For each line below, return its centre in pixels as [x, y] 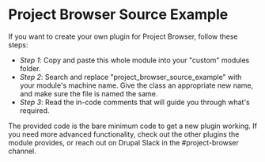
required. [34, 110]
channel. [23, 151]
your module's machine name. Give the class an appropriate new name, [136, 85]
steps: [18, 44]
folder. [30, 68]
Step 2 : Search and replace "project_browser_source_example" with [131, 77]
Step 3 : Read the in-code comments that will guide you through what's [135, 102]
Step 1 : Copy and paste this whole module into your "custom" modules [134, 60]
